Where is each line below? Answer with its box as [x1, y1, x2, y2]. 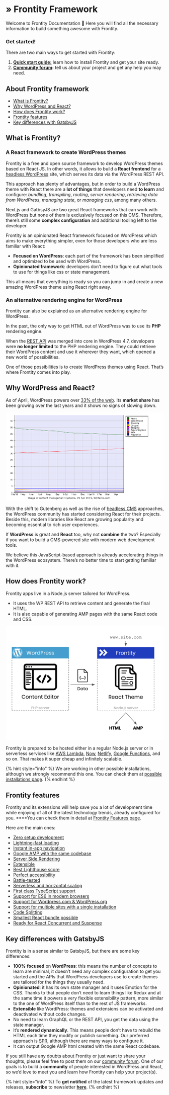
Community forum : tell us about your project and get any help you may [13, 64, 161, 71]
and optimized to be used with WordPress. [13, 258, 101, 264]
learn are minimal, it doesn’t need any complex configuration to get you [13, 968, 161, 974]
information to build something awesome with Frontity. [6, 25, 119, 31]
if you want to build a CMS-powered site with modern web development [6, 537, 155, 543]
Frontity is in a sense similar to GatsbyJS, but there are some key [6, 948, 140, 954]
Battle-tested [13, 877, 41, 883]
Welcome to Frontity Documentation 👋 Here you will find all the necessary [6, 20, 159, 26]
